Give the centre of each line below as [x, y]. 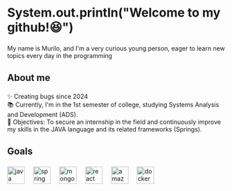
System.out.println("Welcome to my [114, 13]
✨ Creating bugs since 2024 [48, 97]
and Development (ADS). [43, 115]
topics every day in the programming [60, 56]
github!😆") [41, 27]
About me [29, 78]
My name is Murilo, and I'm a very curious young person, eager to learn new [116, 48]
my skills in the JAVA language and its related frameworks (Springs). [105, 129]
